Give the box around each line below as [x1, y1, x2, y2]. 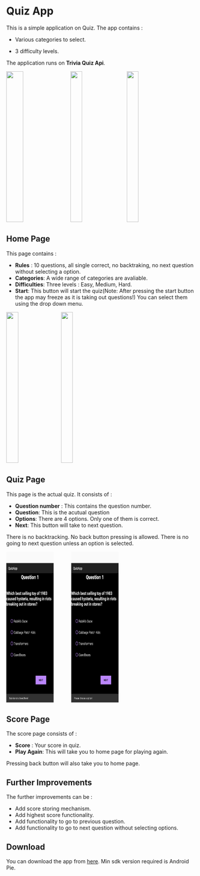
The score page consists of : [6, 730, 77, 737]
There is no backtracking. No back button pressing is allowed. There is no [6, 533, 189, 540]
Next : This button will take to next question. [14, 522, 123, 529]
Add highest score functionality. [14, 811, 94, 819]
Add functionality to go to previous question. [14, 818, 126, 825]
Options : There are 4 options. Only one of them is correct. [14, 515, 160, 522]
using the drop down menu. [14, 300, 83, 307]
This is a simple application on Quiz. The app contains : [6, 24, 143, 31]
